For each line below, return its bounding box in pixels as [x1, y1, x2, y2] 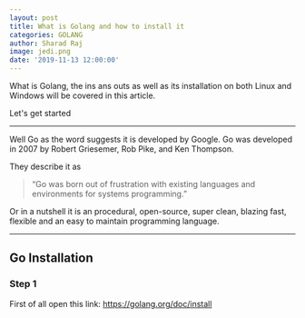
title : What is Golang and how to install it [9, 22, 184, 31]
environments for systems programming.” [31, 188, 188, 199]
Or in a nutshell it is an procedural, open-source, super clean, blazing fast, [9, 206, 288, 216]
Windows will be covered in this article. [9, 90, 156, 101]
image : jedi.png [9, 47, 71, 56]
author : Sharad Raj [9, 38, 84, 48]
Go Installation [9, 251, 93, 266]
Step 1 [9, 278, 37, 291]
